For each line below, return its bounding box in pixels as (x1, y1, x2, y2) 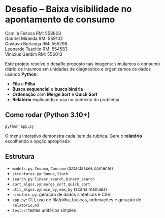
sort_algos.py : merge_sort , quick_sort (12, 181, 91, 187)
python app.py (5, 124, 34, 129)
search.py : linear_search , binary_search (12, 176, 95, 182)
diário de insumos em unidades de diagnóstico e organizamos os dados (5, 66, 151, 72)
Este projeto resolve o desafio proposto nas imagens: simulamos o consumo (5, 61, 160, 67)
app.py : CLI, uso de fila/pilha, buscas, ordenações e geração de (12, 197, 142, 203)
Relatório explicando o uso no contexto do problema (12, 96, 120, 102)
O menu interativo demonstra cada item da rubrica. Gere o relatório (5, 133, 142, 139)
